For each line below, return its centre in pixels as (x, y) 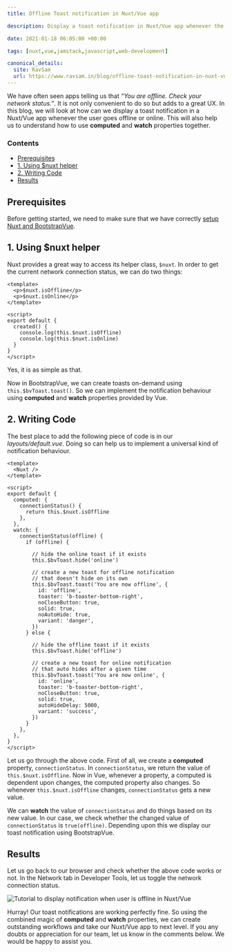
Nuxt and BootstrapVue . (41, 226)
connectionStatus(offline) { (61, 536)
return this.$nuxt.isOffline (67, 512)
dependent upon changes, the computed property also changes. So (104, 782)
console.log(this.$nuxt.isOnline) (69, 339)
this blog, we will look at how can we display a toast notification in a (104, 111)
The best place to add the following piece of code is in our (90, 436)
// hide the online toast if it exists (89, 554)
